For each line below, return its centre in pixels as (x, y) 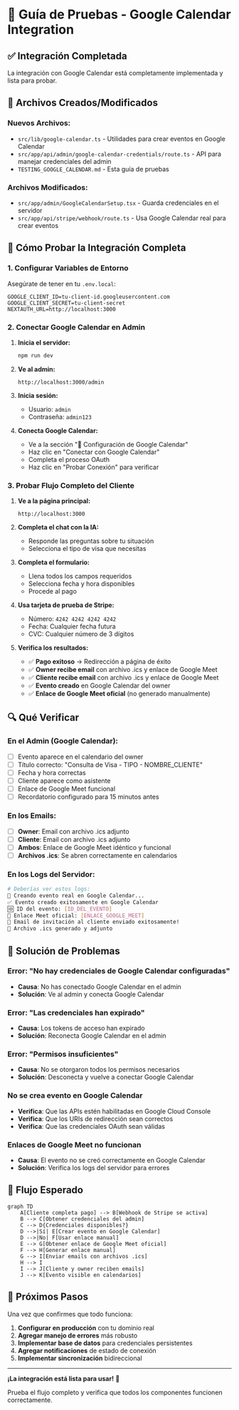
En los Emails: (32, 816)
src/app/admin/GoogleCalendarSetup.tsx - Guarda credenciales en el (118, 203)
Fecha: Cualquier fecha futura (72, 626)
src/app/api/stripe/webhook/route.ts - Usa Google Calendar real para (122, 218)
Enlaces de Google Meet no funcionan (74, 1145)
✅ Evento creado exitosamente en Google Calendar (83, 902)
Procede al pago (52, 591)
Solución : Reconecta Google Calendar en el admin (92, 1036)
